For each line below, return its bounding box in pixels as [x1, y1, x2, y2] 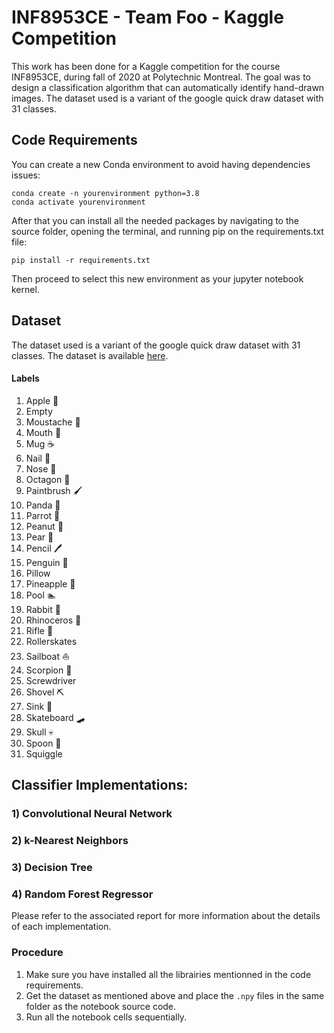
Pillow [25, 567, 51, 579]
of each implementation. [11, 921, 112, 933]
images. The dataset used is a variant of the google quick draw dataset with [11, 92, 324, 104]
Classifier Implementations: [11, 777, 189, 794]
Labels [11, 372, 40, 385]
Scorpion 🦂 [25, 664, 73, 676]
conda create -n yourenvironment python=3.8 [11, 188, 200, 198]
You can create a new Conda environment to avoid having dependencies [11, 158, 311, 170]
